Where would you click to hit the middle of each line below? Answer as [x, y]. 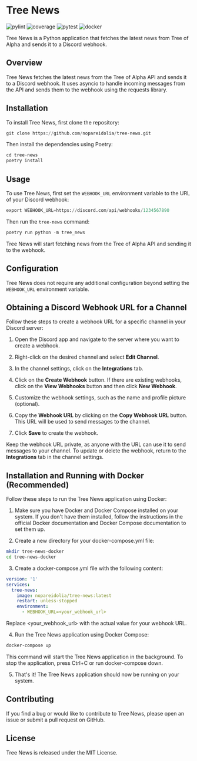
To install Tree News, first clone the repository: [63, 122]
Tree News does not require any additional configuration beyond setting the [98, 283]
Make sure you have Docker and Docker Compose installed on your [96, 510]
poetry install [25, 161]
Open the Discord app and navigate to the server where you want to [97, 339]
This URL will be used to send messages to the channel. [82, 422]
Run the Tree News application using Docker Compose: [81, 635]
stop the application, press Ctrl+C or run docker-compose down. [85, 663]
